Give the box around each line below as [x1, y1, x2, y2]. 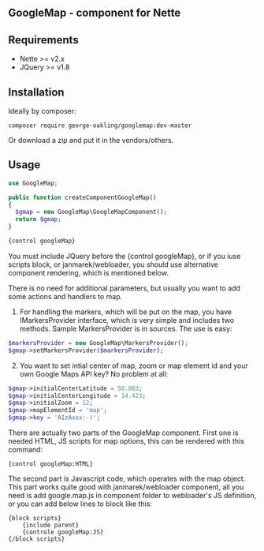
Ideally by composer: [8, 107, 76, 116]
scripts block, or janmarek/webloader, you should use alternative [8, 260, 219, 269]
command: [8, 445, 43, 455]
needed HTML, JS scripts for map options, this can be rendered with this [8, 437, 244, 446]
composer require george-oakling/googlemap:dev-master [8, 122, 192, 129]
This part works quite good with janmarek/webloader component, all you [8, 482, 244, 492]
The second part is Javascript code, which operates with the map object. [8, 474, 246, 484]
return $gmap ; [15, 216, 61, 223]
